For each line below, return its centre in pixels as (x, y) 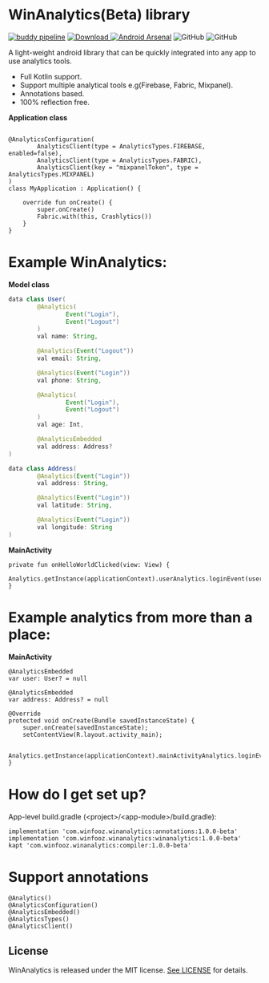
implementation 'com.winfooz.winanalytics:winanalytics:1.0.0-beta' (125, 838)
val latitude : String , (75, 506)
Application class (38, 117)
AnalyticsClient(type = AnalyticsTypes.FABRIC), (120, 160)
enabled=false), (35, 153)
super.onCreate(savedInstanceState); (86, 727)
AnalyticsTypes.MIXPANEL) (51, 174)
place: (29, 634)
